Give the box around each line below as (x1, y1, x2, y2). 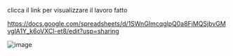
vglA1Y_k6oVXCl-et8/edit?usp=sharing (7, 27, 119, 35)
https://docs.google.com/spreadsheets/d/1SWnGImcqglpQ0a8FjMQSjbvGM (7, 20, 226, 27)
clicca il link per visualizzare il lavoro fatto (7, 6, 128, 14)
